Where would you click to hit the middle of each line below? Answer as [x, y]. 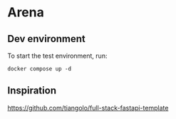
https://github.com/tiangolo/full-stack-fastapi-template [88, 108]
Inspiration [32, 91]
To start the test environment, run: [57, 56]
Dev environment [46, 39]
